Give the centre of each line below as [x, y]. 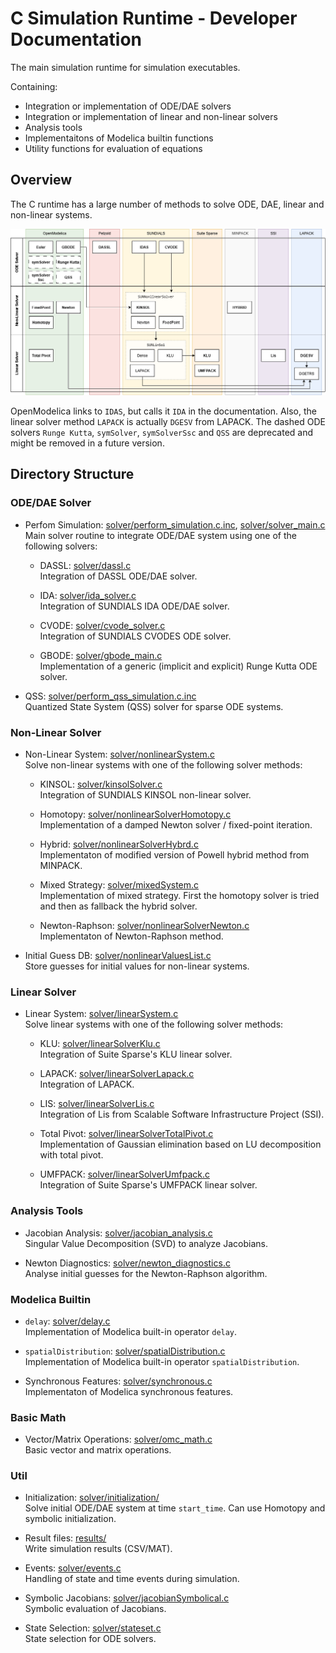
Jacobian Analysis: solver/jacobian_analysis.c [118, 1233]
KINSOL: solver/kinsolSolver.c [101, 784]
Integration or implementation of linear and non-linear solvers [151, 116]
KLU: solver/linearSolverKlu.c [100, 1044]
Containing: [34, 86]
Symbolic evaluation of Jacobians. [95, 1609]
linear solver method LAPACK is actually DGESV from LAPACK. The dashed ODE [168, 422]
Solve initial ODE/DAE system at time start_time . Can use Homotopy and [175, 1508]
